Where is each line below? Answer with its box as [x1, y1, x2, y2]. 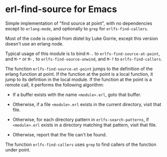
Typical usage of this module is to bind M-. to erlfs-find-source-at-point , [5, 50, 160, 57]
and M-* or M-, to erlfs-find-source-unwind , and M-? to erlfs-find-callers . [5, 56, 162, 62]
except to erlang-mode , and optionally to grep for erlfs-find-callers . [5, 25, 149, 31]
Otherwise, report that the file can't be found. [12, 131, 107, 137]
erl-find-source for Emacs [5, 4, 117, 15]
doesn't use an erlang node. [5, 40, 64, 46]
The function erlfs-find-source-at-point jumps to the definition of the [5, 66, 153, 72]
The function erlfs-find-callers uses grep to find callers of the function [5, 141, 156, 147]
